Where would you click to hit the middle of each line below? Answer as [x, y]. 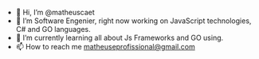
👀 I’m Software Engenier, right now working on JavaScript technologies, [133, 21]
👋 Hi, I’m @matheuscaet [55, 12]
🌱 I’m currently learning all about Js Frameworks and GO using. [120, 37]
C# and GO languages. [53, 29]
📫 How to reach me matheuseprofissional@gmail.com [105, 47]
